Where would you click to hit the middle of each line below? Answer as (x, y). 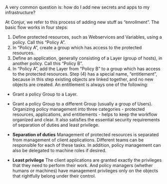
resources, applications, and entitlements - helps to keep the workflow (85, 114)
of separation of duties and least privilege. (56, 125)
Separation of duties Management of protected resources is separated (85, 135)
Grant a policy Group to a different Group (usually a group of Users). (83, 104)
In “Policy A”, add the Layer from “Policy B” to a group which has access (86, 69)
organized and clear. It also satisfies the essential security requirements (86, 120)
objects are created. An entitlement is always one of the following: (80, 85)
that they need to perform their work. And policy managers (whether (83, 165)
